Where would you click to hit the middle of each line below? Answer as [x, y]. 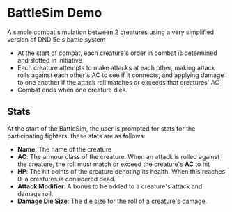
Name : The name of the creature [64, 149]
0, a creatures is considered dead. [67, 179]
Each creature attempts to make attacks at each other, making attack [116, 67]
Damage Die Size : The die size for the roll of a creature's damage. [112, 201]
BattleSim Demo [55, 13]
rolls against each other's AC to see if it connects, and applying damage [121, 75]
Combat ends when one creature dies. [72, 90]
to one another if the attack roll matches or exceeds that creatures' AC [118, 82]
